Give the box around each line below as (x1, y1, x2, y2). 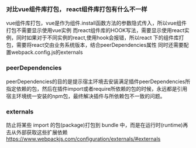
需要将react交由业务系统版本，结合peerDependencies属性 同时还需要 (16, 42, 184, 49)
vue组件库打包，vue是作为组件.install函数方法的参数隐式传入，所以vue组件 (6, 19, 187, 27)
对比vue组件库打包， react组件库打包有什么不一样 (6, 5, 147, 13)
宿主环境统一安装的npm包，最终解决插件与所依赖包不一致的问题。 (6, 92, 166, 99)
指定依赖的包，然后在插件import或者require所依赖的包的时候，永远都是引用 (6, 85, 188, 92)
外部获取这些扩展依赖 (16, 129, 68, 136)
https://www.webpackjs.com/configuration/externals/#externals (6, 135, 161, 142)
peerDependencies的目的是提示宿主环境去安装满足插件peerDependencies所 (6, 78, 191, 85)
